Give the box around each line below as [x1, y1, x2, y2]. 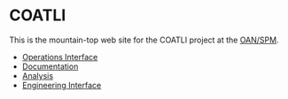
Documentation [21, 61, 79, 72]
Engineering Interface [21, 80, 102, 90]
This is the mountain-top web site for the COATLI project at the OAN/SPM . [9, 34, 279, 45]
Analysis [21, 70, 54, 80]
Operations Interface [21, 51, 98, 62]
